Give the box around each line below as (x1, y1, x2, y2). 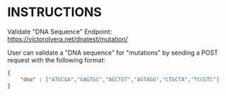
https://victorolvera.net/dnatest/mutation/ (7, 34, 129, 43)
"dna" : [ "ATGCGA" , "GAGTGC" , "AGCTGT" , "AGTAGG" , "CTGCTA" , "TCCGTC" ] (20, 76, 220, 83)
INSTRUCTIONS (7, 4, 102, 20)
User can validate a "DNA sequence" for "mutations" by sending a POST (7, 48, 219, 57)
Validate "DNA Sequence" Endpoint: (7, 27, 112, 36)
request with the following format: (7, 55, 106, 64)
